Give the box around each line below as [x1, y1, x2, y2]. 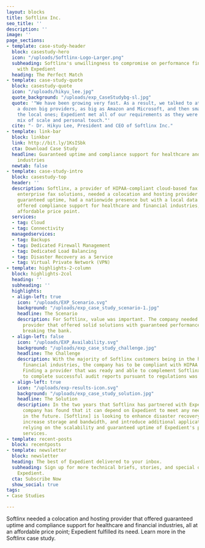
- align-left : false [12, 333, 64, 340]
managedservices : [12, 231, 56, 237]
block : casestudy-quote [12, 83, 72, 89]
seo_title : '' [6, 20, 43, 26]
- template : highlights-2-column [6, 265, 92, 271]
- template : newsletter [6, 448, 67, 454]
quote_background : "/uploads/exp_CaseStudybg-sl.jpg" [12, 94, 151, 100]
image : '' [6, 32, 32, 38]
